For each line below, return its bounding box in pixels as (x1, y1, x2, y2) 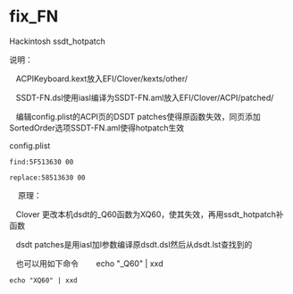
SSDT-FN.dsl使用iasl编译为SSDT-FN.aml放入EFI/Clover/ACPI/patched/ (15, 92, 274, 103)
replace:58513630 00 (9, 172, 87, 182)
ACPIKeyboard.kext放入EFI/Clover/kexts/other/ (15, 73, 188, 84)
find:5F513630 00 (9, 157, 74, 166)
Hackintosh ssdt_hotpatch (9, 36, 105, 46)
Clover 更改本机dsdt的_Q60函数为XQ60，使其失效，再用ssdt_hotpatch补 (15, 208, 284, 220)
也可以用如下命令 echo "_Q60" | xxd (15, 257, 163, 269)
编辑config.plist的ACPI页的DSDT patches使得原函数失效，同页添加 (15, 111, 261, 122)
